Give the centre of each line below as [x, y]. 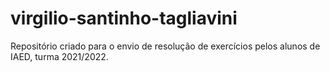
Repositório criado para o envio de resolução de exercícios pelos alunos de [165, 46]
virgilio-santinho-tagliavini [124, 18]
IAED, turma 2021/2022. [59, 56]
